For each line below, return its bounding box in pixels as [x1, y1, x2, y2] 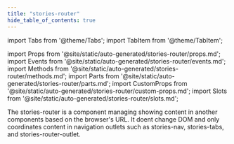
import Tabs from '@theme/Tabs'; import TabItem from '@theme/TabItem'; [7, 36, 223, 44]
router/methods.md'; [7, 71, 67, 80]
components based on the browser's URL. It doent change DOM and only [7, 115, 220, 123]
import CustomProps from [112, 79, 188, 87]
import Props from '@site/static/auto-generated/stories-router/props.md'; [7, 50, 221, 58]
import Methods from [7, 64, 69, 73]
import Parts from [68, 71, 119, 80]
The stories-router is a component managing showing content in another [7, 108, 218, 116]
